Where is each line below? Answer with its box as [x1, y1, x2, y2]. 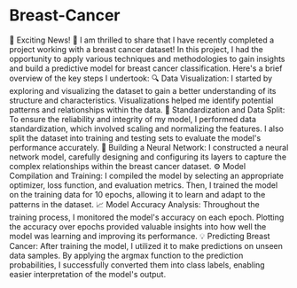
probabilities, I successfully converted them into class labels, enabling [9, 259, 265, 270]
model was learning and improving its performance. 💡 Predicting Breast [9, 230, 270, 241]
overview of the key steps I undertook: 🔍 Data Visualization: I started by [9, 73, 273, 83]
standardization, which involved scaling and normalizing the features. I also [9, 123, 284, 134]
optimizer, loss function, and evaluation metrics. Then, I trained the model [9, 179, 278, 191]
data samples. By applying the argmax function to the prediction [9, 250, 244, 261]
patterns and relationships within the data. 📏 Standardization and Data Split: [9, 104, 285, 115]
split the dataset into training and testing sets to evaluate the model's [9, 132, 262, 143]
